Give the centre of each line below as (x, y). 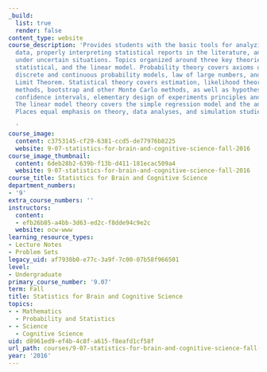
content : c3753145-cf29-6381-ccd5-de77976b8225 (96, 141)
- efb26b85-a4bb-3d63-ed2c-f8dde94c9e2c (83, 223)
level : (19, 267)
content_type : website (46, 38)
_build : (21, 16)
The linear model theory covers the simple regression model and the (133, 104)
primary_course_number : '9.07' (60, 282)
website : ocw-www (44, 230)
